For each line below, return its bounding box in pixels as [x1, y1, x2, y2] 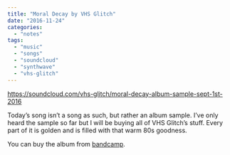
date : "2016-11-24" [7, 17, 66, 24]
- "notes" [14, 30, 43, 38]
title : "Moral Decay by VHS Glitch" [7, 10, 116, 18]
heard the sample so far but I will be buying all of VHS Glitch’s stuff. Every [7, 118, 223, 127]
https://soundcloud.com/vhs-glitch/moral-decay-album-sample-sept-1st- [7, 90, 223, 98]
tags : [7, 37, 23, 44]
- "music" [14, 43, 43, 50]
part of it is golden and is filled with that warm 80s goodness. [7, 126, 187, 134]
